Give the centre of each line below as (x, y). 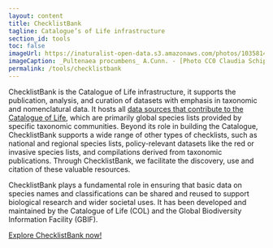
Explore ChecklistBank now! (55, 235)
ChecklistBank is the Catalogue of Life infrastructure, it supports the (122, 92)
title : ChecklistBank (45, 24)
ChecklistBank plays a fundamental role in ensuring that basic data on (125, 185)
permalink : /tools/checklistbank (65, 69)
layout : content (36, 16)
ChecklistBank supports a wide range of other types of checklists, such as (133, 135)
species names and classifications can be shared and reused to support (129, 193)
